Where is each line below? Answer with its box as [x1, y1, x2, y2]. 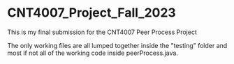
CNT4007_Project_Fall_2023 [7, 5, 176, 21]
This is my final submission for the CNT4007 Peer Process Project [7, 28, 197, 36]
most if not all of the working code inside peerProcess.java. [7, 49, 178, 57]
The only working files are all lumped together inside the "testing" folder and [7, 41, 228, 49]
